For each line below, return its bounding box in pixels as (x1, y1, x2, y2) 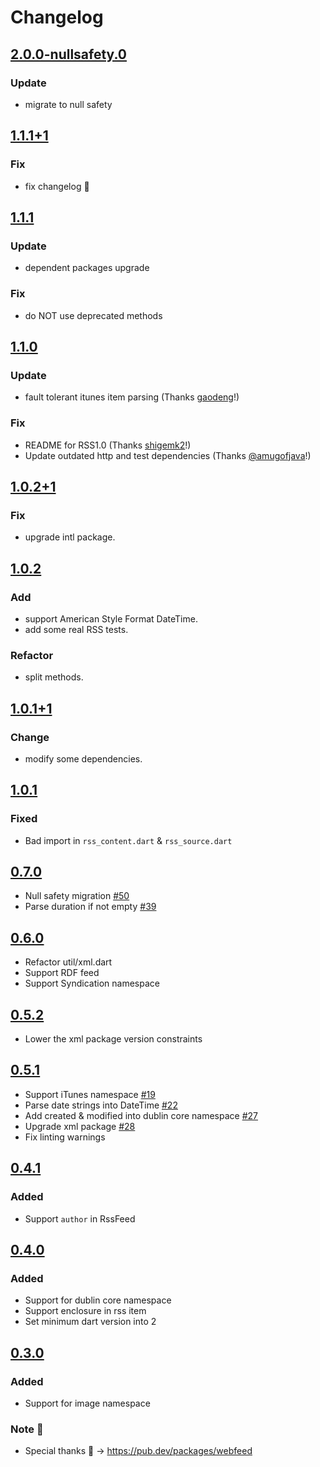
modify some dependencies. (24, 752, 143, 765)
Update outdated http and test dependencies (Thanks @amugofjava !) (24, 449, 312, 461)
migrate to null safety (24, 98, 113, 110)
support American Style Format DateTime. (24, 612, 198, 625)
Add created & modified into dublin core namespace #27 (24, 1109, 258, 1121)
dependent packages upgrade (24, 262, 150, 274)
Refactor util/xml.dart (24, 956, 113, 968)
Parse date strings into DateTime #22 (24, 1099, 178, 1111)
